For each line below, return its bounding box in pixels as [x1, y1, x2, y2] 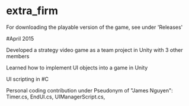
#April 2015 [6, 35, 34, 42]
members [6, 52, 30, 59]
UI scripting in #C [6, 75, 49, 82]
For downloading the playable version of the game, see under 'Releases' [6, 24, 183, 31]
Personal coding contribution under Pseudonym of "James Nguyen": [6, 87, 173, 94]
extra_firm [6, 4, 58, 18]
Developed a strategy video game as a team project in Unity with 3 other [6, 46, 183, 54]
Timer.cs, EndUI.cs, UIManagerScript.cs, [6, 93, 105, 100]
